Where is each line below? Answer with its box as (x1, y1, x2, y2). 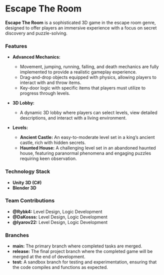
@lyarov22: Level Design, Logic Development (12, 219, 108, 225)
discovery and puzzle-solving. (5, 30, 67, 36)
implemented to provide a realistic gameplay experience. (19, 69, 137, 75)
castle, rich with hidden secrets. (19, 139, 86, 145)
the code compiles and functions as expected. (12, 264, 108, 270)
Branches (5, 231, 29, 238)
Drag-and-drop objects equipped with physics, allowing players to (19, 74, 156, 80)
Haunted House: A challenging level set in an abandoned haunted (19, 145, 156, 151)
